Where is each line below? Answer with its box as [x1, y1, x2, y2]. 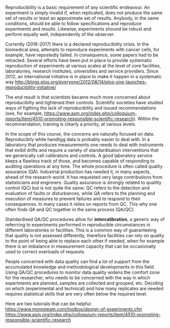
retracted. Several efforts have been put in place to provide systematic [5, 57, 152, 63]
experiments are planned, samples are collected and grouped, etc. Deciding [5, 280, 163, 286]
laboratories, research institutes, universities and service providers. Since [5, 68, 158, 74]
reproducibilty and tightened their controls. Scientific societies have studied [5, 100, 163, 106]
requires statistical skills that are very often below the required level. [5, 291, 148, 297]
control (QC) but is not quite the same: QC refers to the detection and [5, 185, 150, 191]
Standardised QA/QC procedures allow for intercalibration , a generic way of [5, 216, 165, 222]
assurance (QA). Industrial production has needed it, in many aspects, [5, 169, 151, 175]
